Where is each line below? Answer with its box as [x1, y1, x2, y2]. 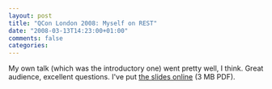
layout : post [8, 11, 53, 20]
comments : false [8, 34, 63, 42]
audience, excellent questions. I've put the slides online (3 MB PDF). [8, 72, 236, 82]
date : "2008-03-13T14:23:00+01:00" [8, 26, 129, 34]
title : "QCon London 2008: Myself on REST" [8, 19, 158, 27]
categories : [8, 42, 49, 50]
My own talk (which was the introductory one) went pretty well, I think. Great [8, 63, 264, 73]
